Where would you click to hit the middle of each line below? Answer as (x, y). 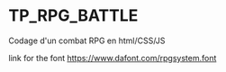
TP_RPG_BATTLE (73, 16)
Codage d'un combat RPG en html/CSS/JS (87, 40)
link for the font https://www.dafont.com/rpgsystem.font (113, 58)
